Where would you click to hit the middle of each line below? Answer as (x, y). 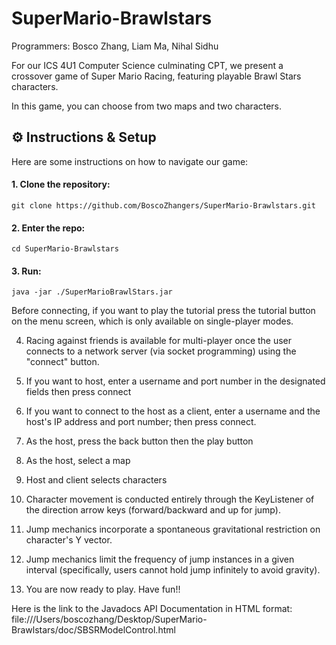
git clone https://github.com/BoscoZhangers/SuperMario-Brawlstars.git (163, 205)
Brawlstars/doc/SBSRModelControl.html (93, 630)
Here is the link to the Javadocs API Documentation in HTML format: (152, 609)
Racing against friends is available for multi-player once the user (159, 341)
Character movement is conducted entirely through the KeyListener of (170, 499)
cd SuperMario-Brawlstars (65, 249)
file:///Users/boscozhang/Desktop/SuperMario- (109, 619)
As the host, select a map (78, 461)
